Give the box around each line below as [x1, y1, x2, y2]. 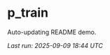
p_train [7, 5, 49, 21]
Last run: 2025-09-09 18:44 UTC [7, 41, 103, 49]
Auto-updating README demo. [7, 28, 97, 36]
